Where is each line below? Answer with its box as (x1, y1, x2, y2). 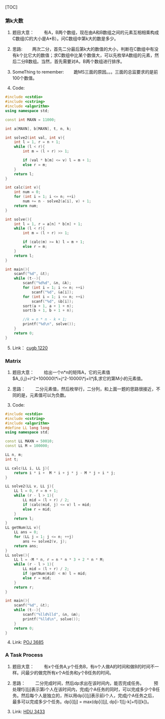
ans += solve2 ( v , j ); (23, 539, 67, 544)
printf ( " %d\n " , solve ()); (23, 322, 76, 327)
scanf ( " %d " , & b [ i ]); (31, 299, 74, 304)
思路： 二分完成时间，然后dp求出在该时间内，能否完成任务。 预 (12, 680, 159, 686)
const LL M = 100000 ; (5, 444, 50, 449)
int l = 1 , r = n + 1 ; (14, 140, 61, 145)
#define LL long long (5, 425, 50, 430)
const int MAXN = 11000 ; (5, 117, 56, 122)
